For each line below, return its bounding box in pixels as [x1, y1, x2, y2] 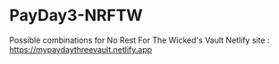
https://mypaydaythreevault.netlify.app [9, 44, 153, 54]
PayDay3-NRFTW [9, 5, 143, 26]
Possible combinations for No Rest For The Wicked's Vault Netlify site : [9, 35, 270, 45]
